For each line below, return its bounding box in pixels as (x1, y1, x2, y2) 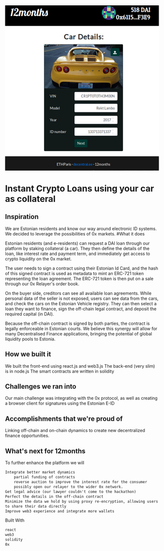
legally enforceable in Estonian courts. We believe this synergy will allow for (5, 325, 158, 332)
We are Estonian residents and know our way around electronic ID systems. (5, 225, 157, 232)
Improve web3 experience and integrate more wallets (5, 509, 115, 513)
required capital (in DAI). (5, 311, 54, 317)
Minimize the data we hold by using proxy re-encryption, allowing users (5, 499, 159, 504)
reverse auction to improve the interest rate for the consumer (14, 479, 147, 484)
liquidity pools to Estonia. (5, 336, 56, 342)
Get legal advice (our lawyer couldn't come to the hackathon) (5, 489, 137, 494)
